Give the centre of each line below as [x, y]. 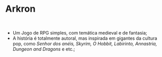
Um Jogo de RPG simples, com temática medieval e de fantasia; [80, 33]
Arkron [20, 9]
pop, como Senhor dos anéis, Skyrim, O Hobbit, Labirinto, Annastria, [85, 43]
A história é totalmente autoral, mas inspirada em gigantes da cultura [85, 38]
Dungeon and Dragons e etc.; [44, 49]
